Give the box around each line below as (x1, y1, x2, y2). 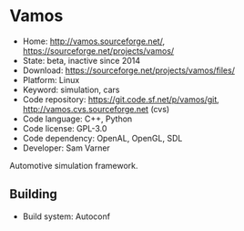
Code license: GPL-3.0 (22, 122, 107, 133)
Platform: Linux (22, 74, 80, 85)
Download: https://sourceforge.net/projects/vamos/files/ (22, 65, 235, 76)
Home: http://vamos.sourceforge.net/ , (22, 36, 166, 47)
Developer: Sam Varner (22, 142, 111, 153)
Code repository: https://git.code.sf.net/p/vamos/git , (22, 93, 220, 105)
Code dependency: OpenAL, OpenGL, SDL (22, 132, 183, 143)
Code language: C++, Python (22, 113, 133, 124)
